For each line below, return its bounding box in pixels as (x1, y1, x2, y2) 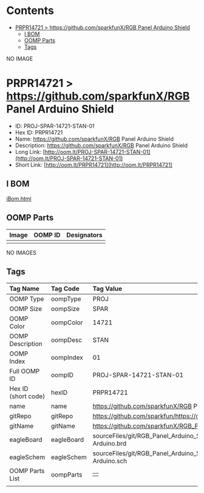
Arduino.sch (92, 457, 127, 466)
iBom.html (6, 195, 32, 202)
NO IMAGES (6, 249, 36, 256)
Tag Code (50, 284, 80, 293)
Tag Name (9, 284, 39, 293)
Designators (66, 231, 103, 239)
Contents (6, 4, 55, 18)
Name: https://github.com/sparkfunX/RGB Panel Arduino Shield (15, 135, 174, 142)
